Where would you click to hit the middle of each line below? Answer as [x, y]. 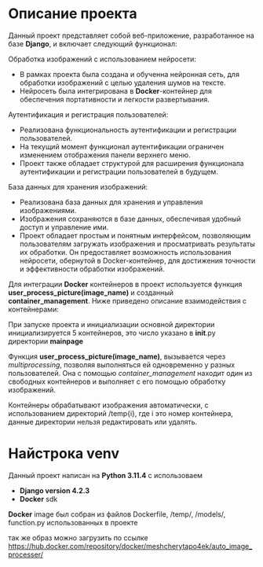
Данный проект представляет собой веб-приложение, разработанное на [131, 35]
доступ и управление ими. [64, 227]
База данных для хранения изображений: [78, 186]
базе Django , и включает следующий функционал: [93, 43]
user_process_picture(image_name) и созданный [91, 293]
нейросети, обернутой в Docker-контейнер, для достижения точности [137, 260]
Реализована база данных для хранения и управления [111, 202]
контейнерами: [33, 309]
